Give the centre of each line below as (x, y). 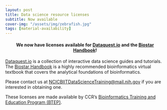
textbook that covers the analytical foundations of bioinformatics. (73, 72)
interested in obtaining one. (34, 87)
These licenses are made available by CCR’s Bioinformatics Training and (80, 97)
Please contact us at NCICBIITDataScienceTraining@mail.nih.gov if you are (83, 82)
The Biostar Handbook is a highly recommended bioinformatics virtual (78, 67)
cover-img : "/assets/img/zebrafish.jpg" (49, 24)
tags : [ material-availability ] (38, 29)
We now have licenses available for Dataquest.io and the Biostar (85, 45)
